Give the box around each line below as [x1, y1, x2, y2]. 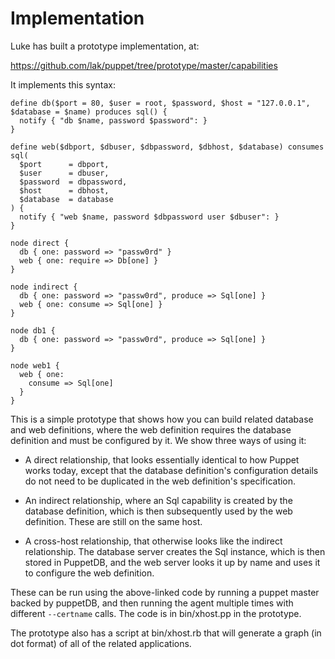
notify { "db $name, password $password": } [19, 115, 208, 126]
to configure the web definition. [24, 567, 155, 579]
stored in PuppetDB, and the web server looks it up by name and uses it [24, 556, 321, 568]
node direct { [10, 238, 70, 248]
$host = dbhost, [19, 185, 110, 196]
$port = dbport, [19, 159, 110, 169]
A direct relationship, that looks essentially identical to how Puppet [24, 453, 300, 466]
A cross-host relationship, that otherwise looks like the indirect [24, 535, 283, 547]
